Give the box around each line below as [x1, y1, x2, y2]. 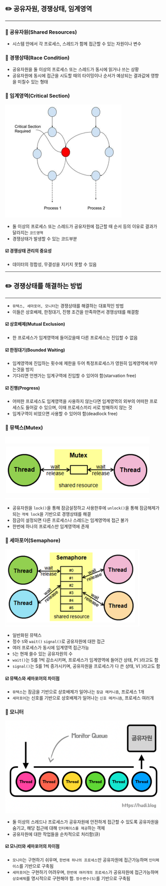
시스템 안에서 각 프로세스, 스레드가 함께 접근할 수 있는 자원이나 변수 [12, 41, 142, 47]
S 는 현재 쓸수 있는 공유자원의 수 [12, 651, 73, 657]
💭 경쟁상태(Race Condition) [5, 54, 70, 61]
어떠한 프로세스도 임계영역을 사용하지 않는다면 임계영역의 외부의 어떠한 [12, 399, 149, 404]
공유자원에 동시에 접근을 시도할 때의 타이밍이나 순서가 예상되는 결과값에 [12, 73, 150, 79]
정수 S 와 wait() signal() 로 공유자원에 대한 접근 [12, 638, 105, 644]
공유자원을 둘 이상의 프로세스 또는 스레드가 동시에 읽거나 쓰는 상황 [12, 66, 139, 73]
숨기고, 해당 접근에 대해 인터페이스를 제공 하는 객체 [12, 825, 105, 831]
